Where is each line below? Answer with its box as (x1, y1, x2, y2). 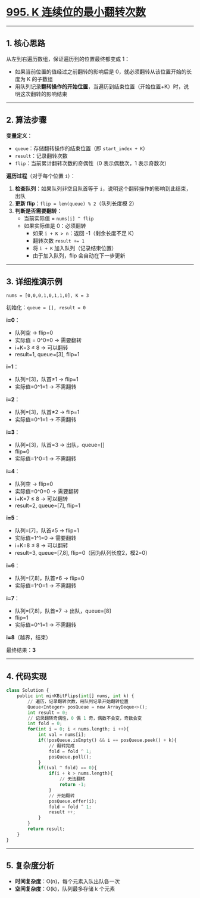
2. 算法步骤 (6, 115, 47, 125)
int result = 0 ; (27, 710, 68, 716)
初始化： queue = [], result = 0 (6, 304, 86, 311)
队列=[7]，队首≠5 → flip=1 (14, 527, 79, 534)
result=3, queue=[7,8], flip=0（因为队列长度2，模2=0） (14, 549, 151, 557)
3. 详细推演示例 (6, 276, 62, 287)
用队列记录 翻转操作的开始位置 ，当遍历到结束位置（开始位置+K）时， (14, 83, 184, 90)
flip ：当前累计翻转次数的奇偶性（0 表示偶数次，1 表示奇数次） (14, 159, 170, 167)
